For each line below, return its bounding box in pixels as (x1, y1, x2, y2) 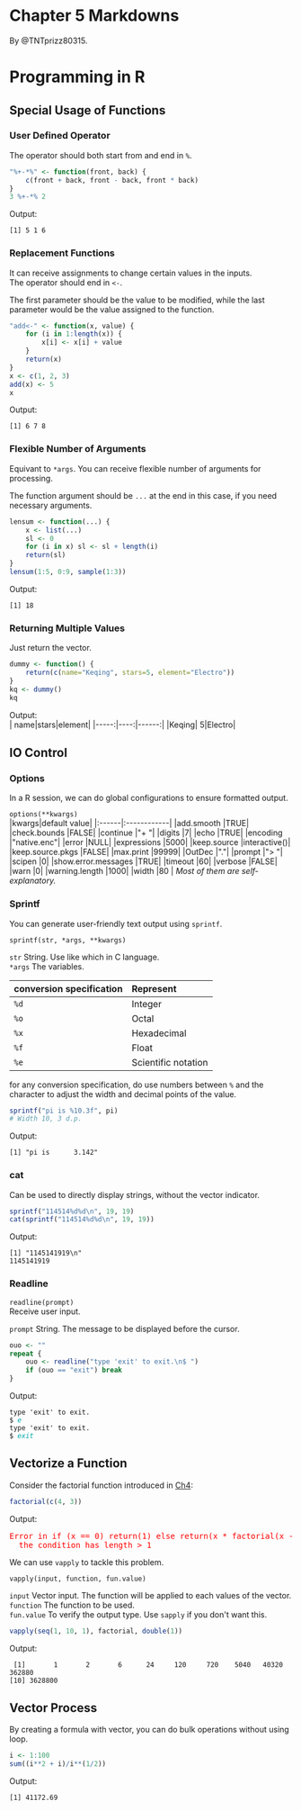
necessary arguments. (9, 500, 93, 510)
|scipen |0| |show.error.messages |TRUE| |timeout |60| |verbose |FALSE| (9, 856, 279, 867)
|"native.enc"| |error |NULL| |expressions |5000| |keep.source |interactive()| (9, 837, 291, 848)
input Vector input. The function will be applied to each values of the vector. (9, 1589, 292, 1600)
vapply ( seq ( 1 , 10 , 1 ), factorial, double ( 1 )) (9, 1626, 182, 1635)
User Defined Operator (9, 130, 111, 142)
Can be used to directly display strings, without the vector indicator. (9, 1189, 261, 1200)
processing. (9, 473, 54, 483)
